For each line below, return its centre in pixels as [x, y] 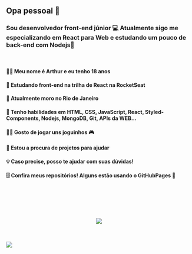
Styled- [154, 112]
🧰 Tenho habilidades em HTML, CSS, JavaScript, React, [75, 112]
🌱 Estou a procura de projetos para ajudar [58, 148]
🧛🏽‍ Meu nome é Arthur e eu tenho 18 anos [58, 71]
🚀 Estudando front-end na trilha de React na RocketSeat [76, 85]
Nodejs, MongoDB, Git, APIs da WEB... [89, 118]
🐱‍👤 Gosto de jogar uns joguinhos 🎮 [50, 132]
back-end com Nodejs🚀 [40, 45]
